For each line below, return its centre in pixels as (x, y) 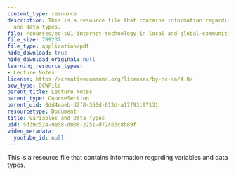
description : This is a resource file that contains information (105, 20)
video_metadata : (31, 131)
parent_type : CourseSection (48, 99)
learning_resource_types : (45, 66)
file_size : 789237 (34, 40)
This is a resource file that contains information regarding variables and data (118, 158)
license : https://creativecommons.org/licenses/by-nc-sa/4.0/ (100, 79)
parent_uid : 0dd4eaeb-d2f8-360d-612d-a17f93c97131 (83, 105)
